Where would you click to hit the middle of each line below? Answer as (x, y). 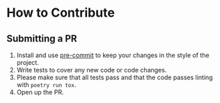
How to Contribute (61, 13)
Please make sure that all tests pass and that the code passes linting (115, 77)
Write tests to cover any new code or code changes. (92, 70)
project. (28, 63)
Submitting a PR (42, 39)
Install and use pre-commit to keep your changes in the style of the (113, 55)
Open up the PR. (40, 92)
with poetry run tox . (46, 85)
